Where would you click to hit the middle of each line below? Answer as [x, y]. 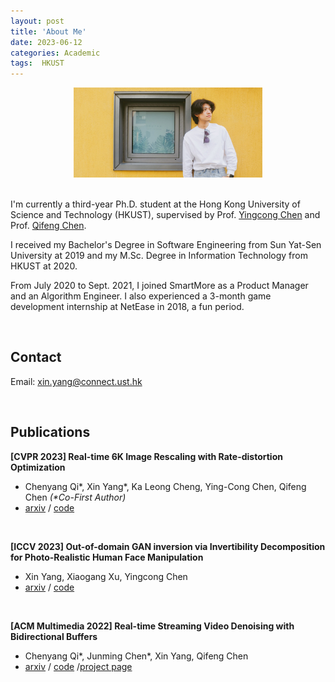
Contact [36, 357]
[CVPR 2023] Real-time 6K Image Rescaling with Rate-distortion [146, 456]
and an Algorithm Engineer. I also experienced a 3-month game [141, 296]
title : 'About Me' [48, 31]
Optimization [38, 467]
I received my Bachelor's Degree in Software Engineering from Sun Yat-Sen [166, 245]
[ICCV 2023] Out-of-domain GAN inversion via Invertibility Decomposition [168, 546]
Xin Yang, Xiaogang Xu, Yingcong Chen [106, 576]
